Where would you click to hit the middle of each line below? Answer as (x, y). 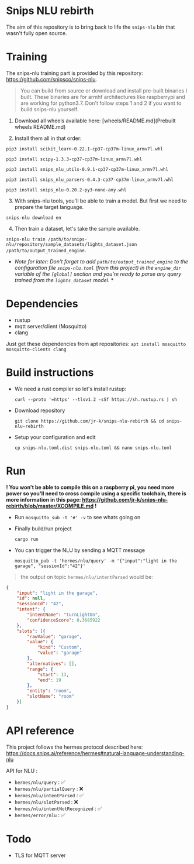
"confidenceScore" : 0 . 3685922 (64, 620)
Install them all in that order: (48, 138)
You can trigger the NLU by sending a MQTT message (79, 550)
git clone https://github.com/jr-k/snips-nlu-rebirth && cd (89, 421)
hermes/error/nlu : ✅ (40, 815)
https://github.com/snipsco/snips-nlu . (52, 79)
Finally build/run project (43, 529)
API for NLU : (22, 770)
